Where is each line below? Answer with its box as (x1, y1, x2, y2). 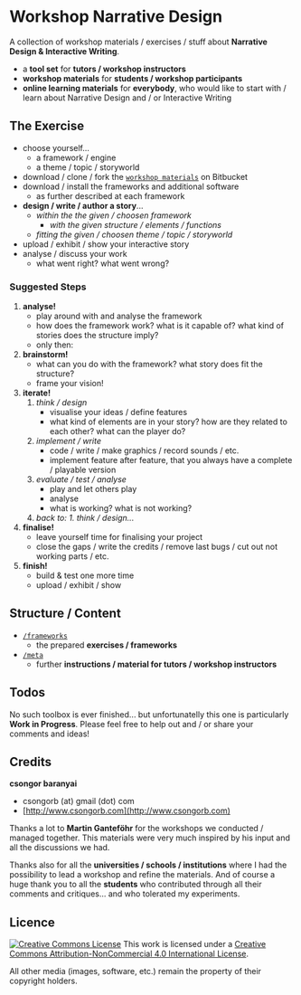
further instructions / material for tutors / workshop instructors (35, 659, 277, 669)
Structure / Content (9, 606, 122, 621)
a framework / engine (35, 152, 117, 163)
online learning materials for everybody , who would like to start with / (22, 82, 287, 93)
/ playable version (49, 464, 117, 476)
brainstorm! (22, 349, 69, 360)
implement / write (35, 436, 102, 447)
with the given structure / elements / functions (49, 219, 221, 230)
